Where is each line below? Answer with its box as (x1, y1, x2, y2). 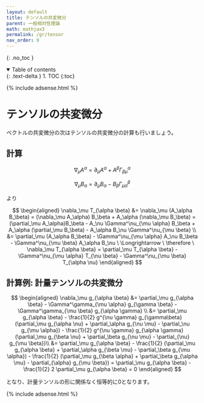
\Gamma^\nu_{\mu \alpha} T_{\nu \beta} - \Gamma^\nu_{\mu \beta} (18, 252, 187, 260)
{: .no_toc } (6, 54, 34, 61)
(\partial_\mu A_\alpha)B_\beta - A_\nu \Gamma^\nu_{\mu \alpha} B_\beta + (9, 219, 196, 227)
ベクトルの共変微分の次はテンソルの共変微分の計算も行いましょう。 (6, 129, 177, 136)
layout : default (6, 9, 47, 15)
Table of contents (12, 66, 56, 73)
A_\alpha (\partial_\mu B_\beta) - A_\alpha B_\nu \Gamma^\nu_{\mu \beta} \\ (8, 226, 197, 233)
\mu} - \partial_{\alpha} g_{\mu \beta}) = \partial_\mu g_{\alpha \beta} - (13, 359, 192, 366)
